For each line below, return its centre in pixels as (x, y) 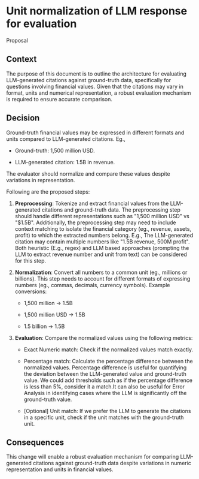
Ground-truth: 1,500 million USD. (55, 150)
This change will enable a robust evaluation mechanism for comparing (93, 457)
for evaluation (42, 24)
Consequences (35, 442)
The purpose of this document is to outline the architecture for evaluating (97, 74)
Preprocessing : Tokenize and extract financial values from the (92, 203)
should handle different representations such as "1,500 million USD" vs (102, 216)
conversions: (31, 291)
